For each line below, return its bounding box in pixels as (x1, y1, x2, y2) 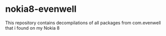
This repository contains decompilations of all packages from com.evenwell (5, 20, 161, 26)
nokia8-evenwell (5, 3, 76, 15)
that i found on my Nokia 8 (5, 25, 60, 31)
